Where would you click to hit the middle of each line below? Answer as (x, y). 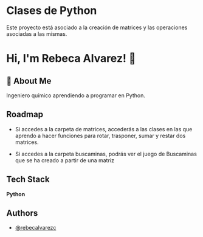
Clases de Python (52, 11)
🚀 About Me (29, 81)
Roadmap (25, 115)
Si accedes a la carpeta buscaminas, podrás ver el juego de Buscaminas (106, 154)
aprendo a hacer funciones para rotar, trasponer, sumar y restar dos (100, 136)
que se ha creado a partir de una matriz (64, 160)
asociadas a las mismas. (37, 33)
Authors (22, 213)
